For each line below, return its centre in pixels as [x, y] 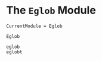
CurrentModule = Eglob [34, 26]
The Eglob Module [51, 10]
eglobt [14, 52]
